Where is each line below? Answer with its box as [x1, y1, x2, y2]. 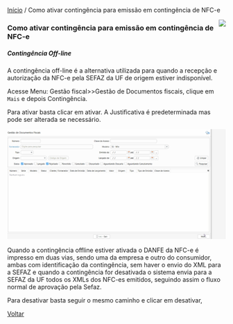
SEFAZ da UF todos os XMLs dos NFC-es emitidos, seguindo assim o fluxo [7, 276, 221, 284]
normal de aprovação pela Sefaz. [7, 283, 102, 291]
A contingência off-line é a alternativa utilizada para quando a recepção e [7, 66, 218, 75]
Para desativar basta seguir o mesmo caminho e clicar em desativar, [7, 296, 202, 305]
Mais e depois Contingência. [7, 94, 88, 102]
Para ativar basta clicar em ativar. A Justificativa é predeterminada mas [7, 107, 211, 116]
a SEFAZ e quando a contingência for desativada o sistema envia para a [7, 268, 212, 276]
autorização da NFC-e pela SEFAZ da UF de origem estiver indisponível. [7, 73, 213, 82]
